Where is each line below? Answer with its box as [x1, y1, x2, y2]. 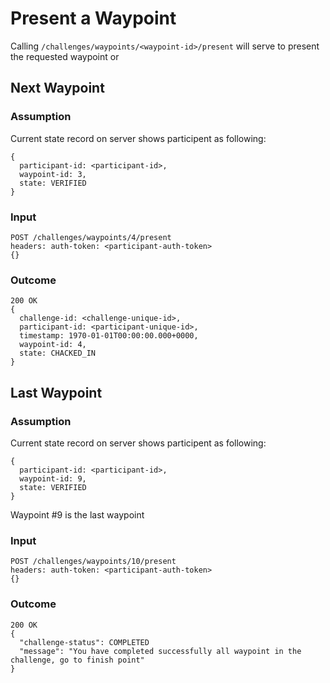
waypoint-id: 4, [19, 340, 87, 350]
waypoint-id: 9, [19, 473, 87, 484]
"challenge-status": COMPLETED [19, 637, 150, 647]
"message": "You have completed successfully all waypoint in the [19, 646, 302, 656]
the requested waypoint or [10, 50, 120, 62]
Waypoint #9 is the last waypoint [10, 508, 145, 521]
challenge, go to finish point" [10, 655, 145, 665]
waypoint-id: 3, [19, 169, 87, 179]
